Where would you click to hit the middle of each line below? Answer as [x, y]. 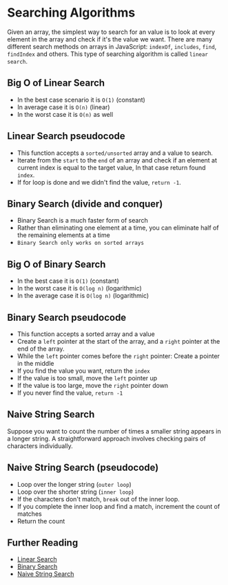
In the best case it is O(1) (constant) [68, 281]
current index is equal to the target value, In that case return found [111, 167]
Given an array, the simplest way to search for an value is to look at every [111, 32]
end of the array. [41, 349]
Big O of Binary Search [56, 264]
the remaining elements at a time [63, 235]
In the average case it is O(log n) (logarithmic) [83, 296]
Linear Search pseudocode [66, 136]
